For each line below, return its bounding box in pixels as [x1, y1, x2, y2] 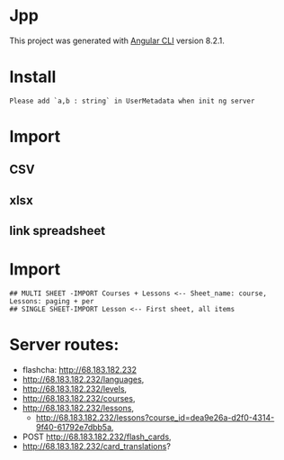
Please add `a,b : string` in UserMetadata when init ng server [9, 96, 255, 105]
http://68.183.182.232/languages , [22, 374, 145, 385]
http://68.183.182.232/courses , [22, 393, 136, 404]
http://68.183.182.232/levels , [22, 383, 128, 394]
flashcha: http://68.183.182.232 [22, 365, 138, 375]
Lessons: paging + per [9, 297, 94, 306]
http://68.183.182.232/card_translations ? [22, 441, 171, 452]
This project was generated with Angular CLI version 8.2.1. [9, 35, 225, 46]
